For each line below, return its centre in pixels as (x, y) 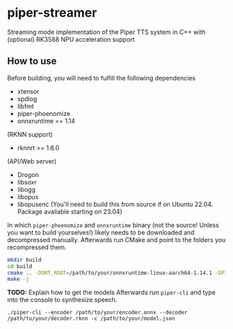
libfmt (26, 106)
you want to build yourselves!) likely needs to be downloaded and (101, 232)
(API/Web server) (32, 161)
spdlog (27, 99)
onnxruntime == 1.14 (46, 121)
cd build (20, 266)
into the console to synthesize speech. (62, 300)
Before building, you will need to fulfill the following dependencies (102, 78)
